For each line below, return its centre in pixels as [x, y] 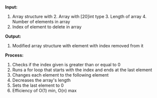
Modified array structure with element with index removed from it [78, 46]
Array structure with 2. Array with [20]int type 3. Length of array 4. [79, 16]
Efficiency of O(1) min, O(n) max [44, 90]
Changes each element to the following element [60, 75]
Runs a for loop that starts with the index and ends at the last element [82, 70]
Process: [14, 55]
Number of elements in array [41, 22]
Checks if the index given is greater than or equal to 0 [66, 65]
